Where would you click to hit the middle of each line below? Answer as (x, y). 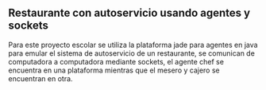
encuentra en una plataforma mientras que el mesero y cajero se (114, 70)
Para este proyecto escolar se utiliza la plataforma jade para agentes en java (133, 45)
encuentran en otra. (40, 78)
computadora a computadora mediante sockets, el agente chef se (116, 61)
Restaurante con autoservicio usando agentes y (129, 13)
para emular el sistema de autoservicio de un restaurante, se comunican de (132, 53)
